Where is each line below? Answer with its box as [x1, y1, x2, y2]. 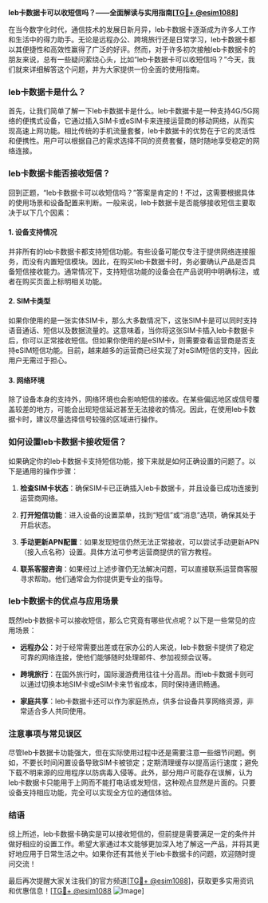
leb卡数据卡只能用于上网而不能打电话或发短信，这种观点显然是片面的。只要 [8, 778, 257, 787]
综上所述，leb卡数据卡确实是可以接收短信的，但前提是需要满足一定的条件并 [8, 830, 257, 839]
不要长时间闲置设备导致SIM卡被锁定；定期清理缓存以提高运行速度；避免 [22, 758, 259, 767]
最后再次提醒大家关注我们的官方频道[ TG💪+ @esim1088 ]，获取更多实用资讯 [8, 876, 254, 885]
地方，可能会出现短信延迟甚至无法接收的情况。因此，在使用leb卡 [35, 405, 250, 414]
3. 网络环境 [8, 375, 45, 385]
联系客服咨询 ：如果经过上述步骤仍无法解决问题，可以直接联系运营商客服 [19, 564, 258, 573]
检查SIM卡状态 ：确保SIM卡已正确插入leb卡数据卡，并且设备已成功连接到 [19, 483, 259, 493]
